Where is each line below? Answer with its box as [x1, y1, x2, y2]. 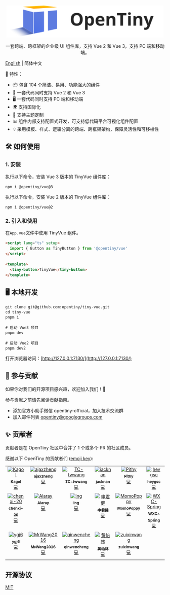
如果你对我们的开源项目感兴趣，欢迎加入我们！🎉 [5, 386, 106, 392]
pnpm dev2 [5, 345, 26, 351]
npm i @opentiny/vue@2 [5, 204, 53, 209]
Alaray [37, 501, 50, 506]
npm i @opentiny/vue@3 [5, 184, 53, 189]
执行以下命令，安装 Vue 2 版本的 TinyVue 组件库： [5, 194, 111, 200]
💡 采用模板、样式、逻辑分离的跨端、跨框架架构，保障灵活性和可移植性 [12, 126, 159, 132]
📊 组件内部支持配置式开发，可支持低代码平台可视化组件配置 [12, 118, 138, 124]
